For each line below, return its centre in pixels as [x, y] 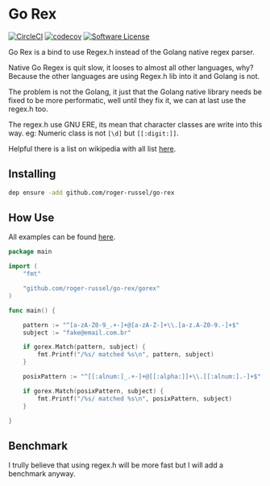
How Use [31, 218]
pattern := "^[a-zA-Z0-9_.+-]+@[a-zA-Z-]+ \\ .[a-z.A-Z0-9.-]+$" [131, 325]
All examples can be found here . [62, 237]
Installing [32, 174]
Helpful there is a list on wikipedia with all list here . [92, 148]
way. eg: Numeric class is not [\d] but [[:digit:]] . [93, 133]
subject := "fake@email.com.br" [77, 332]
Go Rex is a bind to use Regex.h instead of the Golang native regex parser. [132, 52]
